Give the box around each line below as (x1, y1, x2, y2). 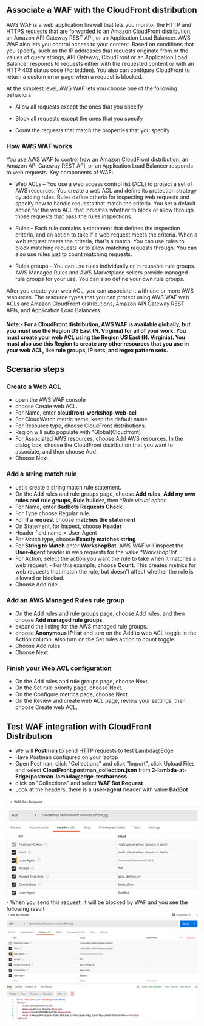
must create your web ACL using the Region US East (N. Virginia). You (6, 333, 186, 341)
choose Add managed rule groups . (15, 616, 104, 624)
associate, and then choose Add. (15, 448, 98, 455)
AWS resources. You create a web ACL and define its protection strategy (15, 187, 197, 194)
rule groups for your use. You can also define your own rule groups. (15, 276, 185, 283)
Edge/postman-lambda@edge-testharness (15, 773, 127, 780)
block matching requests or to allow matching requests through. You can (15, 244, 197, 252)
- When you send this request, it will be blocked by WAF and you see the (6, 899, 188, 906)
